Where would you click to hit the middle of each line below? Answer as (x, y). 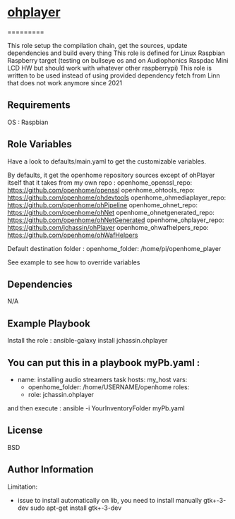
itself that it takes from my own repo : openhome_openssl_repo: (100, 182)
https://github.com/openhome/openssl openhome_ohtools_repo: (101, 190)
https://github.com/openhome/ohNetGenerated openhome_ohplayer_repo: (116, 220)
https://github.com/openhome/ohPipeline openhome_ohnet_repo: (103, 204)
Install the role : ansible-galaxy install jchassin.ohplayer (88, 341)
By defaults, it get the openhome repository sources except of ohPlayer (111, 175)
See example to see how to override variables (74, 262)
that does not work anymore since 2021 (65, 83)
